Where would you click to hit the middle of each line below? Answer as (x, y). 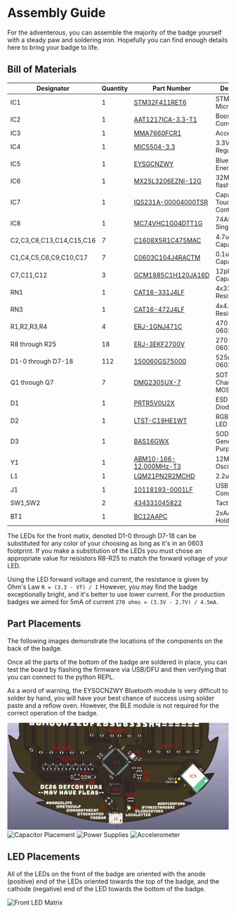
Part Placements (44, 624)
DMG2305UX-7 (157, 382)
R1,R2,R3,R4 (29, 327)
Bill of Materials (42, 69)
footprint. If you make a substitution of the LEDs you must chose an (105, 551)
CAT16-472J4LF (159, 309)
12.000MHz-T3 (157, 466)
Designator (53, 89)
